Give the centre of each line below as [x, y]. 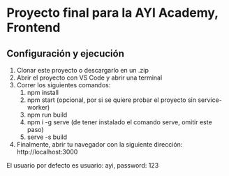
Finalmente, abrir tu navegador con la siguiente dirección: [99, 144]
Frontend [34, 28]
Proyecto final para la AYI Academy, [112, 13]
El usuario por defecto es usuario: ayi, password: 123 [83, 165]
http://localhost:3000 [47, 152]
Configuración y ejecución [66, 53]
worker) [38, 107]
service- [210, 100]
